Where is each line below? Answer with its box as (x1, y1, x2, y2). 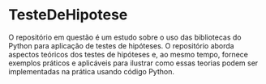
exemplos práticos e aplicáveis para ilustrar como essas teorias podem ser (8, 58, 259, 68)
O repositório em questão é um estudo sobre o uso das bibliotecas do (8, 32, 242, 42)
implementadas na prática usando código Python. (8, 66, 174, 76)
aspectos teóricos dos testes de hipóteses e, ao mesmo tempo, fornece (8, 49, 249, 59)
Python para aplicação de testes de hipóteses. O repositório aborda (8, 40, 234, 50)
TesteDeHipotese (8, 6, 128, 24)
